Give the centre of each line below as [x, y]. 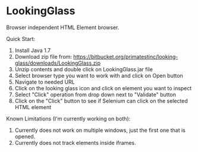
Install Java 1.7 [33, 50]
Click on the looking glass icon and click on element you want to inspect [103, 88]
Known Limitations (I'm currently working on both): [68, 118]
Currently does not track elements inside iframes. [75, 142]
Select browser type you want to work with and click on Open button [99, 75]
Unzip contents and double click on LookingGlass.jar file [84, 69]
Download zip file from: [43, 56]
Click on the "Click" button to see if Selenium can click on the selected [101, 101]
